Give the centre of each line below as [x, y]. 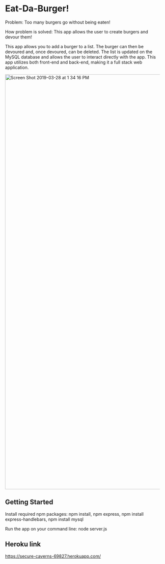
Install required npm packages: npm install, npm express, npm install [74, 514]
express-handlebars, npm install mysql [44, 519]
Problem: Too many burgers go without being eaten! [58, 22]
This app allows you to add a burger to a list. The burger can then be [74, 46]
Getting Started [29, 502]
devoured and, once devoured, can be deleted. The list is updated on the [79, 52]
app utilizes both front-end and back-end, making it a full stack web [74, 62]
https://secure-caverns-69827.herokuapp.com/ [53, 556]
